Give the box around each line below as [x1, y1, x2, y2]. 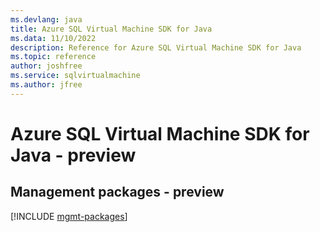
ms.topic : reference [10, 52, 97, 62]
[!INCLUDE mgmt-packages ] [10, 210, 128, 222]
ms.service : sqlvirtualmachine [10, 71, 141, 81]
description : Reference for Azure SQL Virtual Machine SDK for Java [10, 42, 302, 53]
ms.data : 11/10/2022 [10, 33, 97, 43]
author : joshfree [10, 61, 83, 71]
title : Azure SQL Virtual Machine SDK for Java [10, 24, 213, 34]
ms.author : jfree [10, 80, 83, 90]
